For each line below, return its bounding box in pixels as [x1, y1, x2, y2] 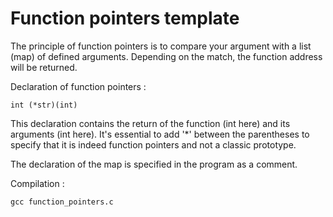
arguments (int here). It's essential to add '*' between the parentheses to [10, 128, 310, 140]
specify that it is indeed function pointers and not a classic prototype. [10, 138, 297, 151]
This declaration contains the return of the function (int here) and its [10, 117, 291, 129]
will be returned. [10, 61, 78, 73]
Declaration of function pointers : [10, 80, 147, 92]
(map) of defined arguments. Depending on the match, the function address [10, 50, 323, 62]
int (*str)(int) [10, 100, 78, 110]
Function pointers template [10, 7, 240, 30]
